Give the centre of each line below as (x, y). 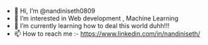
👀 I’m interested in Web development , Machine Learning (96, 18)
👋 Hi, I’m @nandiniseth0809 (54, 11)
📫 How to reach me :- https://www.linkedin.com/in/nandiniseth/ (107, 34)
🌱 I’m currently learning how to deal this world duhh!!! (92, 26)
